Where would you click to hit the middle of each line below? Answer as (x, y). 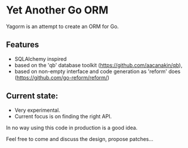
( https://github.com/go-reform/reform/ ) (62, 77)
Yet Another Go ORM (57, 10)
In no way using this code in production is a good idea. (72, 128)
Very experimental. (37, 110)
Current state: (32, 96)
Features (22, 45)
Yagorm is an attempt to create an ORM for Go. (62, 26)
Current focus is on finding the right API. (63, 116)
